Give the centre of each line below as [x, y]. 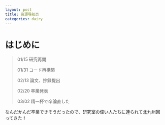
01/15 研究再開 [32, 59]
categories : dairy [24, 19]
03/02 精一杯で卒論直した [43, 101]
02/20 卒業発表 [33, 91]
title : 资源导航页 [22, 14]
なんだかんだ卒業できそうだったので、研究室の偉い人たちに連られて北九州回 [83, 112]
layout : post [18, 10]
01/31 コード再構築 [36, 70]
